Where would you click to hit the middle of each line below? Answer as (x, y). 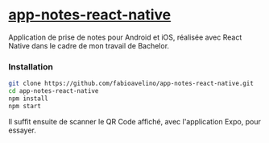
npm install (28, 99)
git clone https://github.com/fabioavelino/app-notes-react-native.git (131, 84)
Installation (31, 66)
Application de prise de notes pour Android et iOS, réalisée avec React (125, 37)
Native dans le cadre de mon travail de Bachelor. (89, 45)
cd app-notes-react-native (54, 91)
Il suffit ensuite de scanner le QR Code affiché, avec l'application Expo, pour (135, 121)
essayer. (22, 130)
